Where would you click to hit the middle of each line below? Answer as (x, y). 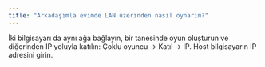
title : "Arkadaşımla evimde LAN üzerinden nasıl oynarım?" (109, 15)
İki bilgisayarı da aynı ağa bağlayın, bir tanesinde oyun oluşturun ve (119, 38)
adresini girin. (31, 54)
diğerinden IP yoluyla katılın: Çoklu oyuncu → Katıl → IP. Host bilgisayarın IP (132, 46)
